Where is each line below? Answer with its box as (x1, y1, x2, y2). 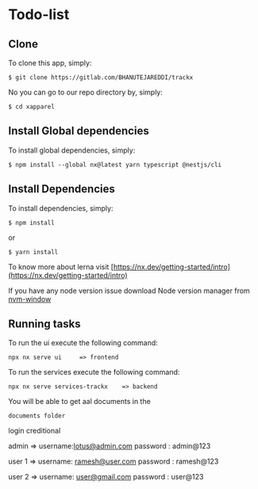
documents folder (8, 412, 66, 420)
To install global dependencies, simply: (8, 145, 136, 155)
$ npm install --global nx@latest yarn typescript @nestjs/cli (8, 160, 222, 168)
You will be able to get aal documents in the (8, 397, 151, 406)
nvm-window (8, 294, 52, 303)
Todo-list (8, 6, 70, 24)
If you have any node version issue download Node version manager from (8, 286, 250, 295)
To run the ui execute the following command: (8, 338, 159, 348)
